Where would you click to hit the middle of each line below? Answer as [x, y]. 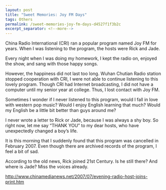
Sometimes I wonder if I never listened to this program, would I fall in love [82, 100]
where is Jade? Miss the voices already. [47, 167]
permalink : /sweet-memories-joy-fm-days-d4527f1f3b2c [63, 24]
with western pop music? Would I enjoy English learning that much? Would [83, 105]
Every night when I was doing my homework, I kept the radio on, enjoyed [81, 58]
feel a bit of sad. [22, 151]
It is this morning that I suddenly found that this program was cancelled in [82, 141]
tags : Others [19, 19]
